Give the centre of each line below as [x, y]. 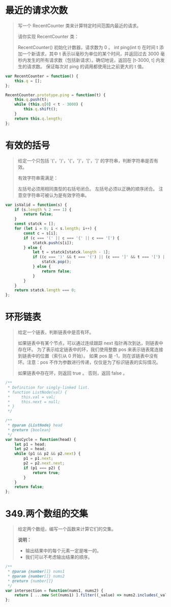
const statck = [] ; [35, 224]
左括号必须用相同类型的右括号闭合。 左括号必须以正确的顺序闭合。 [88, 189]
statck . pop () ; [56, 262]
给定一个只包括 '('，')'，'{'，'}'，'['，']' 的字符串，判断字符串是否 [86, 160]
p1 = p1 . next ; [38, 459]
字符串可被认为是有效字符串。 [58, 195]
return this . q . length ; [38, 119]
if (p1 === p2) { [42, 468]
